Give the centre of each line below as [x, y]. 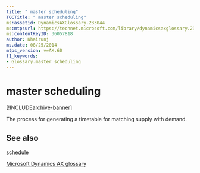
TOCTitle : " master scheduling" [46, 17]
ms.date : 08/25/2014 [32, 45]
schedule [18, 152]
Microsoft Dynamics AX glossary [46, 164]
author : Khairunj [28, 39]
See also [22, 138]
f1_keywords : [22, 56]
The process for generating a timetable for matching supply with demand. [97, 119]
